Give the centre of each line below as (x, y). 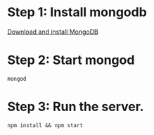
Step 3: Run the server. (76, 107)
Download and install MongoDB (53, 32)
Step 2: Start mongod (71, 60)
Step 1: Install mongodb (77, 12)
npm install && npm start (45, 125)
